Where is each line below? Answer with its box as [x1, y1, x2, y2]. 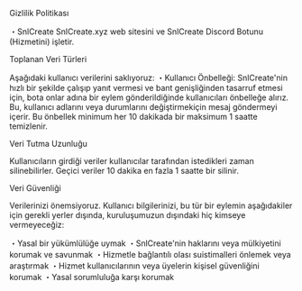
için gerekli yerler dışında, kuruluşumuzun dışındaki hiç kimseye [9, 210, 246, 220]
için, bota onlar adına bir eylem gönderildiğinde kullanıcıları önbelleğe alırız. [9, 92, 289, 103]
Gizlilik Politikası [9, 8, 69, 18]
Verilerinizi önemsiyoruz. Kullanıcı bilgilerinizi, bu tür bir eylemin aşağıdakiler [9, 200, 293, 211]
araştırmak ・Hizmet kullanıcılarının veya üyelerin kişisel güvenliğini [9, 260, 260, 271]
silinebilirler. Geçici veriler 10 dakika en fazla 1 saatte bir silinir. [9, 166, 240, 176]
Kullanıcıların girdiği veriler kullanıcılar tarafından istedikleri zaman [9, 156, 254, 166]
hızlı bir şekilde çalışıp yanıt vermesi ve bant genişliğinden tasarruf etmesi [9, 83, 283, 93]
